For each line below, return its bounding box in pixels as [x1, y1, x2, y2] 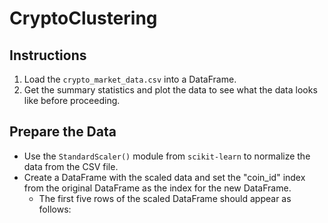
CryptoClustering [9, 7, 158, 30]
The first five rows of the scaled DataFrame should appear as [38, 192, 292, 204]
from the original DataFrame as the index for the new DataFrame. [23, 182, 292, 194]
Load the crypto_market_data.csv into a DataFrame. [23, 73, 237, 85]
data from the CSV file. [23, 160, 119, 172]
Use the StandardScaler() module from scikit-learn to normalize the [23, 150, 311, 162]
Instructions [9, 47, 87, 64]
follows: [38, 203, 72, 215]
